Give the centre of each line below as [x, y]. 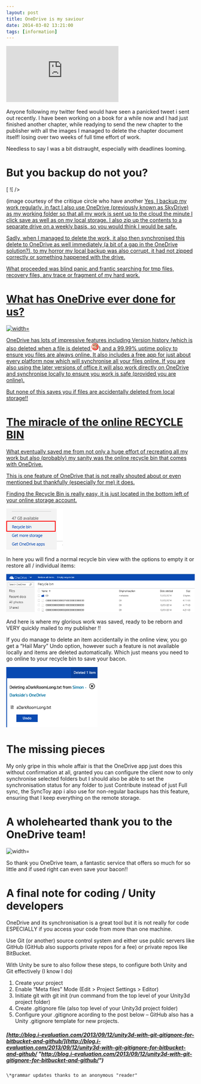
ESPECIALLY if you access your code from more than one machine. [89, 929]
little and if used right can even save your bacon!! [67, 869]
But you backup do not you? [77, 173]
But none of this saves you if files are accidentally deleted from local [91, 392]
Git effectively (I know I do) [39, 971]
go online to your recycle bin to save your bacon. [66, 659]
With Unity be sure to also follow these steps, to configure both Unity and [97, 965]
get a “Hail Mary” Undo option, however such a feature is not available [93, 646]
